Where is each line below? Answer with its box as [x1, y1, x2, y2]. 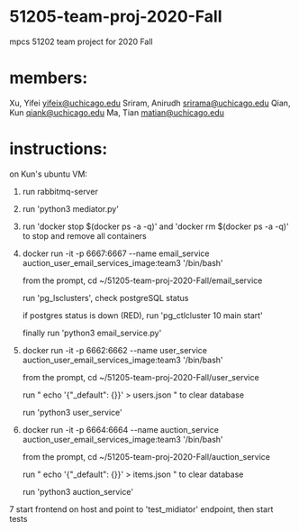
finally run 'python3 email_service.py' [22, 327, 162, 338]
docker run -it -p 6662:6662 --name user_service [22, 344, 208, 355]
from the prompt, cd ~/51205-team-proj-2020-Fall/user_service [22, 371, 259, 382]
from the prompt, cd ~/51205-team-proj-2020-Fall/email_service [22, 275, 263, 286]
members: [9, 68, 88, 88]
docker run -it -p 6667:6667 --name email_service [22, 248, 210, 259]
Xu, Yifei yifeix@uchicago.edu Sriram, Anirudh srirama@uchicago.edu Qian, [9, 97, 291, 108]
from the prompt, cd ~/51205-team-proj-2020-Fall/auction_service [22, 451, 270, 462]
